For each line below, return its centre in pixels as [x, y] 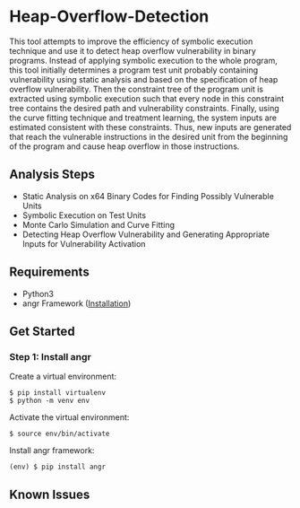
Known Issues [50, 494]
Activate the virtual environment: [69, 417]
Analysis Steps [52, 175]
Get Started [42, 331]
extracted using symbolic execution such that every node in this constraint [147, 98]
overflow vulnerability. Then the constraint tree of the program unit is [137, 89]
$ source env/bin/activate [60, 434]
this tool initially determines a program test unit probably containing [134, 70]
